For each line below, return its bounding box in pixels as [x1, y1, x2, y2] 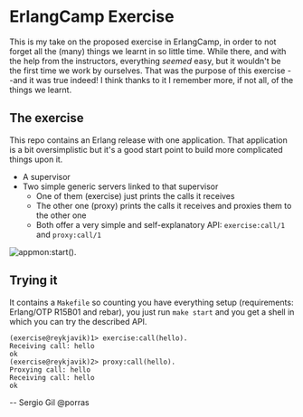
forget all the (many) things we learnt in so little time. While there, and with [9, 45, 287, 56]
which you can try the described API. [9, 316, 147, 327]
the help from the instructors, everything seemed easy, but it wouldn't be [9, 55, 281, 66]
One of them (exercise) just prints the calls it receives [35, 190, 235, 201]
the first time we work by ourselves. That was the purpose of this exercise [9, 65, 286, 76]
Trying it [9, 273, 58, 289]
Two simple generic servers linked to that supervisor [22, 181, 219, 192]
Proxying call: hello [9, 365, 91, 374]
